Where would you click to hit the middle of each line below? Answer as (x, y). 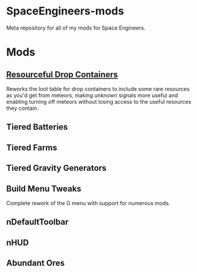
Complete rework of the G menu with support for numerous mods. (88, 203)
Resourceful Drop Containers (62, 74)
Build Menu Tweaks (44, 188)
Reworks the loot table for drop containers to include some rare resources (98, 89)
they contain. (23, 108)
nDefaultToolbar (37, 222)
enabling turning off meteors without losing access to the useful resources (99, 101)
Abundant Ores (36, 263)
